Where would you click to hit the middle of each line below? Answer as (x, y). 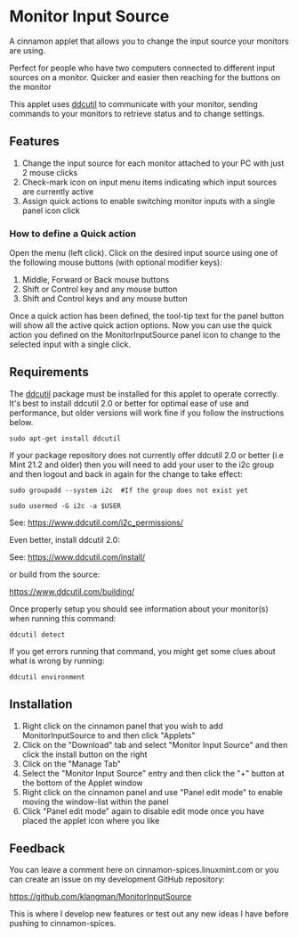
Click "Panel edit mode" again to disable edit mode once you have (143, 811)
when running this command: (63, 618)
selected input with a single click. (70, 344)
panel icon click (51, 210)
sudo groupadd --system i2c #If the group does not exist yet (129, 490)
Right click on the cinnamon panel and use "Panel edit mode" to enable (152, 792)
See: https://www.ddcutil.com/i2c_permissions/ (97, 522)
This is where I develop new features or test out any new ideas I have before (149, 914)
